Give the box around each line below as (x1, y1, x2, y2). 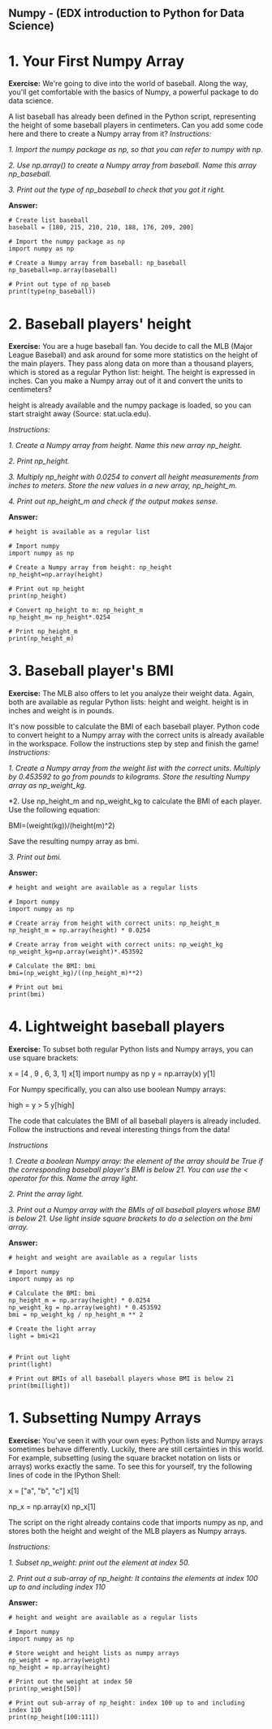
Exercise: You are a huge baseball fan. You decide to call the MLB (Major (8, 342, 253, 351)
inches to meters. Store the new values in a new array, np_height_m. (8, 481, 238, 490)
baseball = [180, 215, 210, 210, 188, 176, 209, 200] (8, 224, 195, 232)
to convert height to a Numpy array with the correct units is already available (8, 730, 265, 740)
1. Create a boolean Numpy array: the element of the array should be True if (8, 1156, 264, 1166)
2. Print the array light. (8, 1189, 84, 1199)
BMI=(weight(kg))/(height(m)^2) (8, 821, 115, 830)
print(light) (8, 1361, 53, 1369)
